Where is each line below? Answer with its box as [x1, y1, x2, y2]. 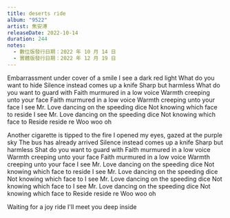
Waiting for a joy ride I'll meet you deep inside [7, 202, 137, 210]
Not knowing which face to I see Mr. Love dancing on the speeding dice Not [7, 175, 222, 183]
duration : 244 [7, 36, 48, 43]
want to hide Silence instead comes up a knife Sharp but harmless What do [7, 80, 220, 89]
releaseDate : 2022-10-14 [7, 29, 79, 36]
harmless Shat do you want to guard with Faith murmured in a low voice [7, 145, 211, 153]
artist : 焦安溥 [7, 23, 48, 30]
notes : [7, 42, 26, 49]
